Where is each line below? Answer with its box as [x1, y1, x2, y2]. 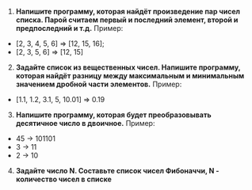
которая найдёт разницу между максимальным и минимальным [15, 71, 245, 80]
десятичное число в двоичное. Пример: [15, 119, 155, 127]
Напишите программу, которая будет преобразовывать [15, 110, 212, 120]
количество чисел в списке [15, 174, 113, 184]
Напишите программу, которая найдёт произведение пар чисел [15, 7, 240, 16]
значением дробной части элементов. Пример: [15, 79, 182, 89]
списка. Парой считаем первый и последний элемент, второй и [15, 15, 239, 25]
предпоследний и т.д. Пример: [15, 24, 124, 32]
